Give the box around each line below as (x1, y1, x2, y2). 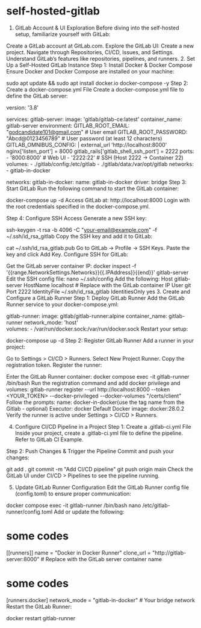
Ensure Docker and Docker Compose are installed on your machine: (6, 67, 175, 75)
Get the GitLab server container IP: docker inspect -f (6, 262, 137, 269)
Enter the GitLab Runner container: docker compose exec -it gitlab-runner (6, 373, 190, 380)
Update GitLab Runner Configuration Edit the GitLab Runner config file (14, 483, 190, 491)
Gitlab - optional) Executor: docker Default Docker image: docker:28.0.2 (6, 405, 185, 412)
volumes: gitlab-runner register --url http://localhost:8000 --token (6, 385, 170, 393)
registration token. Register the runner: (6, 361, 102, 368)
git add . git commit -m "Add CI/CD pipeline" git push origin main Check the (6, 465, 194, 473)
